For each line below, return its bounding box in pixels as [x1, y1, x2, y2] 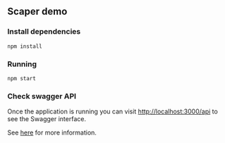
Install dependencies [7, 27, 81, 37]
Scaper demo [7, 6, 68, 18]
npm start [7, 75, 37, 82]
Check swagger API [7, 91, 76, 101]
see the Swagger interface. [7, 115, 87, 123]
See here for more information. [7, 128, 97, 137]
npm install [7, 42, 42, 50]
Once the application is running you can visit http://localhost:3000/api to [7, 107, 219, 116]
